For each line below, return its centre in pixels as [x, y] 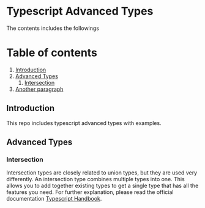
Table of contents [52, 53]
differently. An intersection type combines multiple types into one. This [95, 179]
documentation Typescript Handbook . [54, 199]
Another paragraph [39, 89]
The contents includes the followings [53, 28]
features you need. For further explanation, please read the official [90, 192]
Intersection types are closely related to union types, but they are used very [102, 173]
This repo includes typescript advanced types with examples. [84, 123]
